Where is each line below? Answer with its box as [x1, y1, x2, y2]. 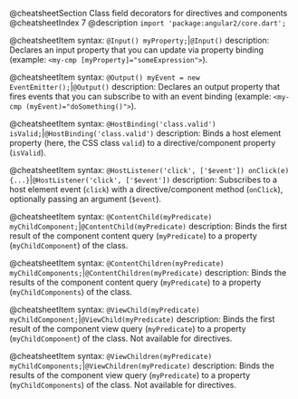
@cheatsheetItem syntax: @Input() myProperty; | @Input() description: [9, 35, 270, 45]
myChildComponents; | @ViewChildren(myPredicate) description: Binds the [9, 360, 274, 371]
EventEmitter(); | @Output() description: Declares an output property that [9, 82, 281, 92]
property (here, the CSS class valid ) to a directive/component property [9, 138, 276, 148]
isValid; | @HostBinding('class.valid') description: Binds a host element [9, 128, 282, 139]
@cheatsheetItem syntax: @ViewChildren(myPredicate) [9, 351, 213, 361]
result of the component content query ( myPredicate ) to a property [9, 230, 258, 241]
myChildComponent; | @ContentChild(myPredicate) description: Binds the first [9, 221, 288, 231]
